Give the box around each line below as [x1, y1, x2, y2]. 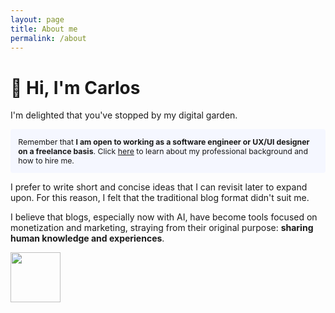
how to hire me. [18, 155, 75, 166]
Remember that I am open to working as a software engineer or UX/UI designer [18, 136, 310, 147]
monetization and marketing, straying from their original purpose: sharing [10, 221, 314, 233]
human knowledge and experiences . [10, 232, 165, 244]
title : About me [10, 24, 78, 34]
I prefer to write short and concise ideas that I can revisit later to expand [10, 181, 308, 193]
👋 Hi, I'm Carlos [10, 76, 141, 99]
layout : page [10, 14, 65, 25]
